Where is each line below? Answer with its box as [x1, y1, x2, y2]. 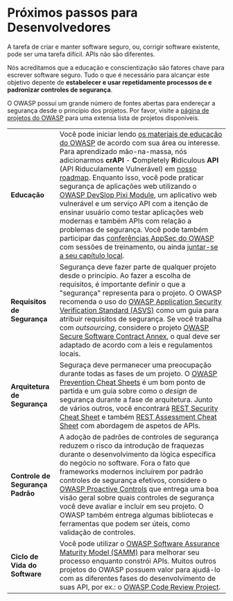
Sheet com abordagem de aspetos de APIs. [59, 421, 201, 430]
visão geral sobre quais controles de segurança [59, 493, 215, 502]
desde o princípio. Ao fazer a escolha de [59, 271, 191, 280]
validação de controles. [59, 527, 136, 537]
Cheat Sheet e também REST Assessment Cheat [59, 412, 217, 421]
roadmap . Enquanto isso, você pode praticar [59, 172, 205, 182]
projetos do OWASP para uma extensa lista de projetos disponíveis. [7, 113, 200, 122]
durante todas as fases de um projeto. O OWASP [59, 369, 218, 378]
